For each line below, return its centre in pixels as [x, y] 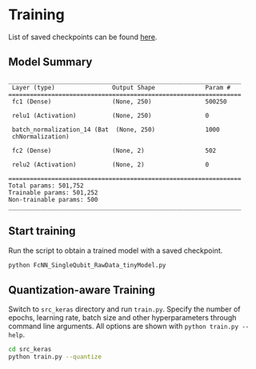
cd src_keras [30, 350]
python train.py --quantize [55, 357]
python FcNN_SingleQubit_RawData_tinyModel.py [87, 265]
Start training [42, 231]
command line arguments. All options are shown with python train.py [123, 327]
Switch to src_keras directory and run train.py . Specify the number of [124, 309]
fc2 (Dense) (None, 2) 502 [114, 150]
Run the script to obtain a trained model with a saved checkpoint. [116, 251]
